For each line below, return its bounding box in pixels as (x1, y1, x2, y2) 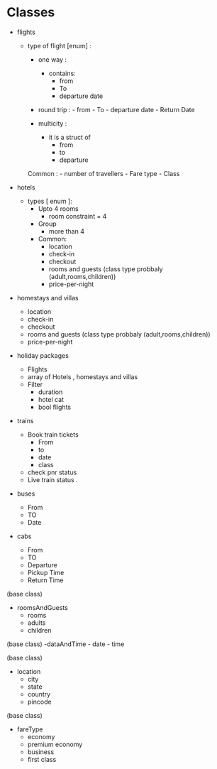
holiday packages (16, 351, 69, 359)
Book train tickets (27, 430, 79, 439)
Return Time (27, 576, 64, 584)
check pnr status (27, 468, 77, 476)
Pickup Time (27, 568, 65, 577)
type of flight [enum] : (27, 41, 91, 50)
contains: (48, 69, 76, 77)
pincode (27, 697, 52, 706)
